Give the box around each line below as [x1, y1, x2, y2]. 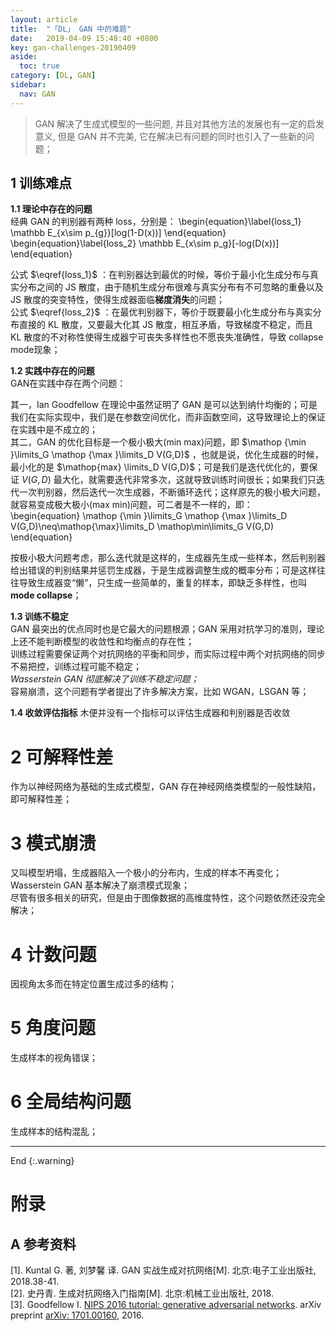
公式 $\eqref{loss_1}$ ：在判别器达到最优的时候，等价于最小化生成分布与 [10, 269, 311, 281]
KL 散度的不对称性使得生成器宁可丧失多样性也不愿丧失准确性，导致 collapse [10, 331, 324, 343]
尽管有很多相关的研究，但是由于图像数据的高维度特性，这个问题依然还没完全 [10, 892, 326, 904]
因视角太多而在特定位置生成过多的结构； [10, 978, 177, 990]
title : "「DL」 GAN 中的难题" [10, 24, 132, 34]
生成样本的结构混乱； [10, 1126, 98, 1138]
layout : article [10, 14, 78, 25]
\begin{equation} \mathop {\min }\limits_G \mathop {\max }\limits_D [10, 510, 288, 522]
